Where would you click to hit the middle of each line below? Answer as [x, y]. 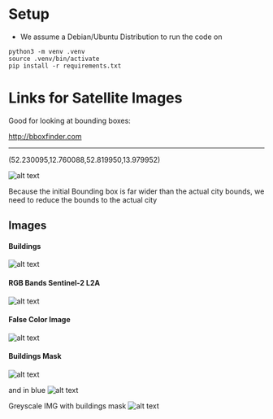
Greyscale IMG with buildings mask [67, 406]
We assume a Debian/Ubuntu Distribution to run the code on [121, 37]
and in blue [27, 391]
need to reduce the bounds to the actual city [83, 199]
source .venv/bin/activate [54, 59]
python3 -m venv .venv [47, 51]
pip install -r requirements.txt [65, 66]
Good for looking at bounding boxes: [70, 120]
